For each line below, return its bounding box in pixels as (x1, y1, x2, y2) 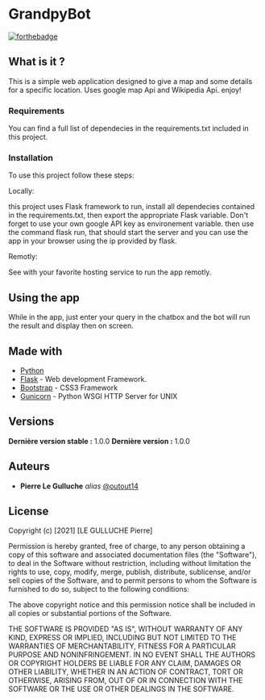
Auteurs (8, 459, 51, 473)
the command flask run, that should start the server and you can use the (8, 228, 248, 237)
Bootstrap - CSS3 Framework (19, 383, 118, 392)
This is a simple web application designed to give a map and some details (8, 76, 253, 86)
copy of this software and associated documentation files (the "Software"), (8, 550, 258, 560)
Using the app (8, 291, 81, 304)
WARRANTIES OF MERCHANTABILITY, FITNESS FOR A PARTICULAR (8, 641, 236, 651)
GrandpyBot (8, 5, 91, 23)
